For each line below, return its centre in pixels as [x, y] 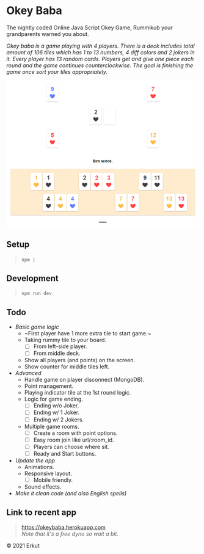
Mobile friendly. [53, 479]
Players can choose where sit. [71, 446]
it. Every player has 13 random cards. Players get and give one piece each [100, 59]
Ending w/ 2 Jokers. [59, 420]
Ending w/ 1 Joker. [56, 412]
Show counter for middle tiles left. [67, 366]
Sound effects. [43, 487]
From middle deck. [57, 353]
